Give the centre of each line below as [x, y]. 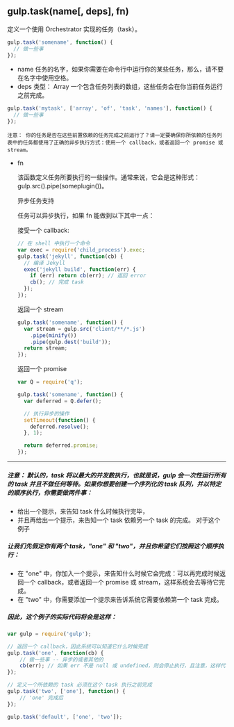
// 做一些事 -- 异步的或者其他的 [62, 660]
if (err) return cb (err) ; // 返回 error [88, 276]
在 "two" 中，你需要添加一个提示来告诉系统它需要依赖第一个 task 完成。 [120, 599]
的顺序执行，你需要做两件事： [50, 492]
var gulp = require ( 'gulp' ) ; [49, 634]
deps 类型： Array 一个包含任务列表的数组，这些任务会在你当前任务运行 [120, 87]
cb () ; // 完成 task [57, 282]
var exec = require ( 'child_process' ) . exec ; [81, 250]
